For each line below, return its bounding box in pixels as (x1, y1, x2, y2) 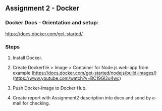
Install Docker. (12, 54, 42, 61)
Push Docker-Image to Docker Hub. (12, 85, 87, 91)
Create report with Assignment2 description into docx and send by (12, 94, 151, 100)
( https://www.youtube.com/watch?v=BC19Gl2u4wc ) (12, 75, 121, 81)
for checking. (22, 100, 50, 106)
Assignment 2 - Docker (5, 4, 80, 13)
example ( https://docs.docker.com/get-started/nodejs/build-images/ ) (12, 70, 157, 76)
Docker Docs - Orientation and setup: (5, 19, 99, 26)
